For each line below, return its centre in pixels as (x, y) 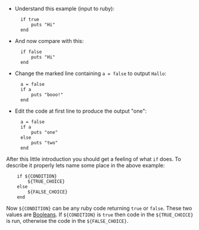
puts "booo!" (47, 95)
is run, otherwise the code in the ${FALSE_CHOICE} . (67, 221)
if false (31, 52)
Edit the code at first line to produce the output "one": (81, 111)
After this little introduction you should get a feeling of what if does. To (94, 159)
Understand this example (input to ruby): (65, 9)
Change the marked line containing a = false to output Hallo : (91, 73)
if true (30, 20)
